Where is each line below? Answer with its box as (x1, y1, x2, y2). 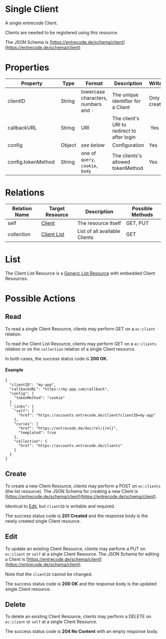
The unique (112, 91, 139, 98)
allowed (112, 158, 130, 165)
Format (85, 80, 103, 86)
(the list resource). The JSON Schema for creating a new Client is (5, 488, 138, 494)
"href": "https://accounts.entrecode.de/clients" (18, 443, 123, 448)
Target (49, 205, 65, 212)
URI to (112, 121, 127, 128)
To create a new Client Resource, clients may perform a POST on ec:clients (5, 483, 161, 489)
